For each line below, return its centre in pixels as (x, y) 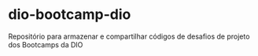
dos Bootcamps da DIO (46, 44)
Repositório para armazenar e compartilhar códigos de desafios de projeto (129, 36)
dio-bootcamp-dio (70, 15)
